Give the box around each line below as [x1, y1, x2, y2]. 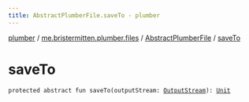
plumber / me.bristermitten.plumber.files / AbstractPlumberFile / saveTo [8, 33, 241, 42]
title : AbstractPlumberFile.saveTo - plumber [8, 11, 160, 20]
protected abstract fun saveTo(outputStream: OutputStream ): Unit [8, 86, 231, 94]
